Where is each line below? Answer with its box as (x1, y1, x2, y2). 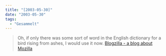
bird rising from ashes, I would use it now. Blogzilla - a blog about (17, 40, 153, 46)
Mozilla (17, 45, 33, 51)
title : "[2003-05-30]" (5, 7, 53, 12)
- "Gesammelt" (10, 21, 39, 26)
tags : (5, 16, 17, 21)
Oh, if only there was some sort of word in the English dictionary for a (17, 35, 161, 41)
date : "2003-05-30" (5, 12, 46, 17)
